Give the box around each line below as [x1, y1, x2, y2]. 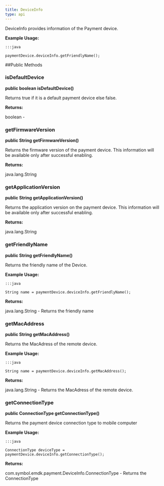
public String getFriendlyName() [5, 252, 73, 258]
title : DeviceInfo [5, 7, 43, 12]
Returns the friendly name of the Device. [5, 262, 88, 268]
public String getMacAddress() [5, 331, 70, 337]
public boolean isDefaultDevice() [5, 85, 74, 91]
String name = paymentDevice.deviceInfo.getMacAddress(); [5, 369, 127, 374]
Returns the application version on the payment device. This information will [5, 204, 160, 210]
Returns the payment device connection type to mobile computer [5, 420, 137, 426]
